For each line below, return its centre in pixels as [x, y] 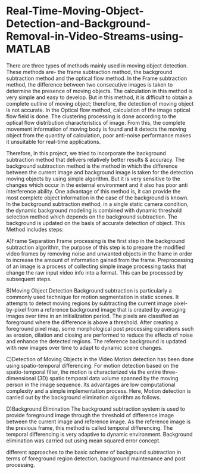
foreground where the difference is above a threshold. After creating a [92, 322]
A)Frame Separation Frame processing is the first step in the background [96, 241]
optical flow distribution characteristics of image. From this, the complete [96, 122]
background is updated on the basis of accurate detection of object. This [96, 223]
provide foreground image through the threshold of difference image [90, 415]
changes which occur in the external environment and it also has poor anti [97, 185]
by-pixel [16, 309]
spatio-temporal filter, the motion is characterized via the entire [84, 372]
